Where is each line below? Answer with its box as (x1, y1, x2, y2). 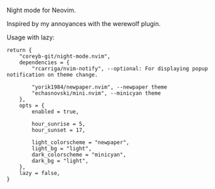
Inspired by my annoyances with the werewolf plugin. (6, 20, 161, 27)
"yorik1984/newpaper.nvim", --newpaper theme (32, 84, 168, 91)
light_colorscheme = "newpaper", (32, 139, 130, 146)
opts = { (19, 102, 45, 109)
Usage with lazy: (6, 33, 55, 41)
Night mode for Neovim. (6, 6, 77, 14)
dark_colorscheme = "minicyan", (32, 151, 127, 158)
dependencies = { (19, 59, 70, 66)
